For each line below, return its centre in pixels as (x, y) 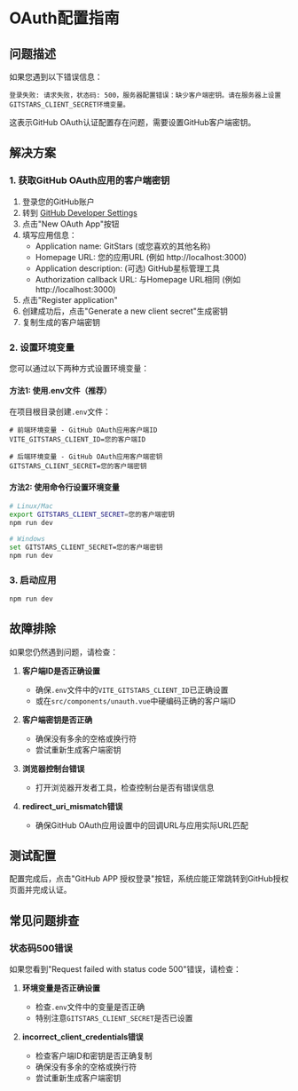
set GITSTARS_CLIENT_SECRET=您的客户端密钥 (86, 547)
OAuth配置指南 (64, 18)
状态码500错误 (41, 948)
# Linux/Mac (31, 506)
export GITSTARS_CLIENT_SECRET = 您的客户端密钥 (92, 515)
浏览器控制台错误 (53, 768)
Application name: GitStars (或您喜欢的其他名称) (123, 246)
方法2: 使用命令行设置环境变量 (64, 487)
